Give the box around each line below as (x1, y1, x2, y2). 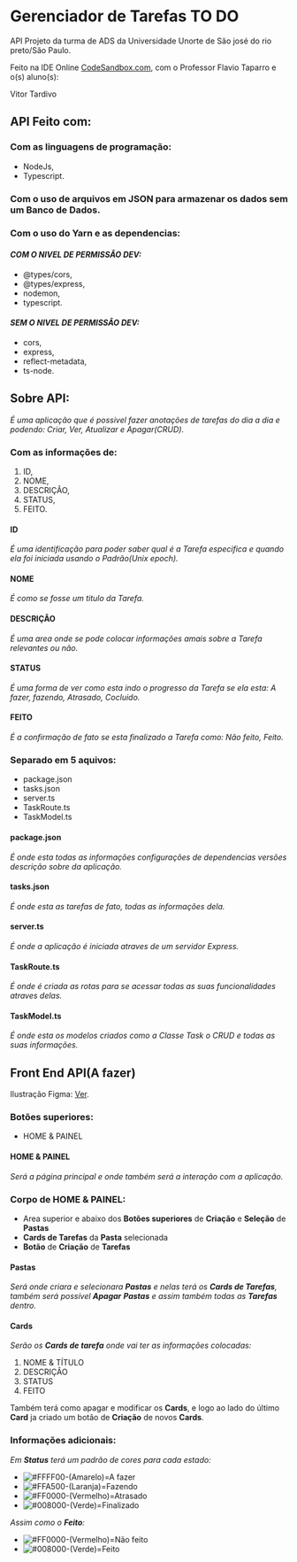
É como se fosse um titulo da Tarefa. (10, 593, 145, 604)
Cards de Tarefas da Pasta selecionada (22, 1232, 169, 1242)
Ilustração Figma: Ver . (10, 1089, 89, 1100)
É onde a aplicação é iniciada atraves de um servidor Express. (10, 940, 240, 951)
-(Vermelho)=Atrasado (65, 1490, 148, 1501)
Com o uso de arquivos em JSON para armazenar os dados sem (10, 192, 288, 205)
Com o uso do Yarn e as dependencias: (10, 228, 180, 240)
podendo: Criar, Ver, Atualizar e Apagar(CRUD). (10, 423, 185, 435)
